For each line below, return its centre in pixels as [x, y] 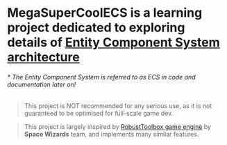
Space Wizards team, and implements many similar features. [111, 135]
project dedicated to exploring [96, 28]
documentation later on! [42, 84]
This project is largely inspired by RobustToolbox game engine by [118, 127]
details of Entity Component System [113, 43]
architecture [43, 58]
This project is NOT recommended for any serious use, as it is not [118, 106]
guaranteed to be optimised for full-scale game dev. [99, 114]
